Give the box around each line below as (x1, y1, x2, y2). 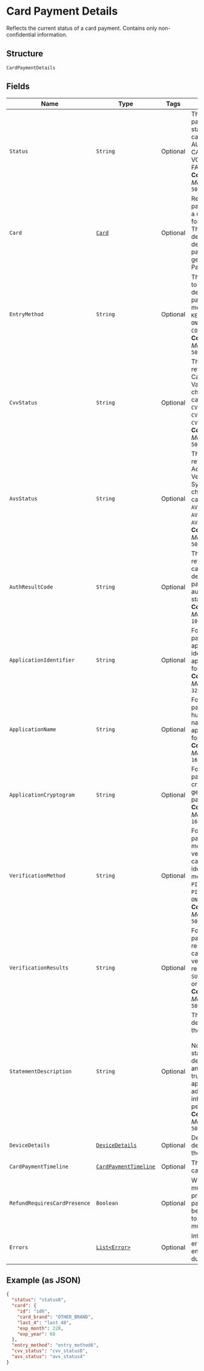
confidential (6, 30, 36, 38)
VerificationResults (9, 964, 69, 971)
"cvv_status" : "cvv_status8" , (12, 1348, 88, 1354)
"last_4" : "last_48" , (17, 1319, 72, 1326)
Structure (6, 49, 44, 59)
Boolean (96, 1199, 118, 1206)
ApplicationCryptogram (9, 791, 75, 798)
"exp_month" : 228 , (17, 1325, 64, 1331)
